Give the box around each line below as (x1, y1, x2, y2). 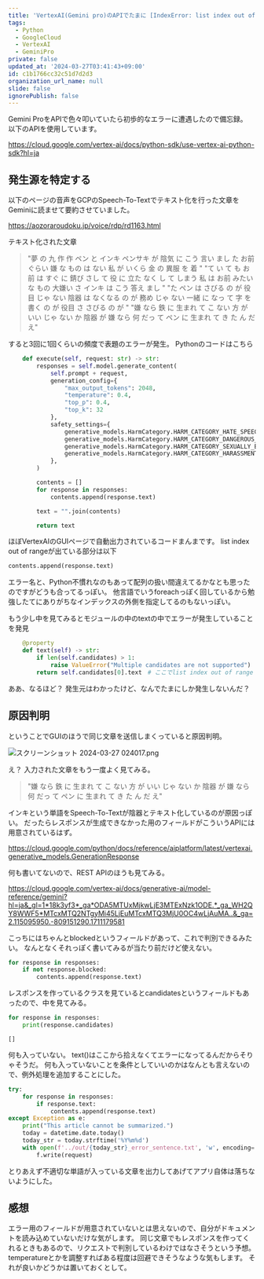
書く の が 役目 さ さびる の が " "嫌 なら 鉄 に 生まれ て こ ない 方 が (27, 303, 248, 313)
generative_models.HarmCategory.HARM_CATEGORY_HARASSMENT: (64, 449, 262, 458)
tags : (8, 19, 26, 27)
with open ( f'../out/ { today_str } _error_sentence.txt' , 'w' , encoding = (22, 1144, 255, 1152)
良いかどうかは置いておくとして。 (21, 1263, 131, 1273)
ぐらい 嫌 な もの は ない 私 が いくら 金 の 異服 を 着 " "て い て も (27, 264, 241, 273)
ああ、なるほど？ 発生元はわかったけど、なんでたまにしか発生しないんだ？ (8, 683, 251, 693)
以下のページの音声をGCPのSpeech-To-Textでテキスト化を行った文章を (8, 196, 240, 205)
